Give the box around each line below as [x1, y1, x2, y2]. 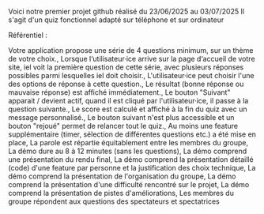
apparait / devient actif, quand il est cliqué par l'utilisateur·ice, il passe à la [8, 96, 249, 105]
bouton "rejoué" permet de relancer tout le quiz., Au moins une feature [8, 122, 239, 130]
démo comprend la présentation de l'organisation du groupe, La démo [8, 171, 236, 181]
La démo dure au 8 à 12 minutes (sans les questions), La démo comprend [8, 146, 247, 156]
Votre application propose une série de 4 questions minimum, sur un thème [8, 46, 254, 54]
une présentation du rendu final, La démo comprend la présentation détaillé [8, 155, 255, 164]
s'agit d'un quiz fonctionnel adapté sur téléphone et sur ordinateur [8, 15, 224, 24]
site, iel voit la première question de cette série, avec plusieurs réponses [8, 62, 244, 72]
